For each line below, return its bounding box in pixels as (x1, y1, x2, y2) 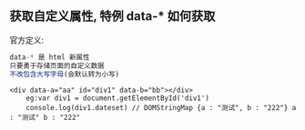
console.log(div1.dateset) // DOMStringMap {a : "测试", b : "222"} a (25, 104, 297, 113)
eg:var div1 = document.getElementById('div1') (25, 94, 209, 103)
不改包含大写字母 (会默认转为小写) (9, 69, 120, 79)
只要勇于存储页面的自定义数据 (9, 61, 105, 70)
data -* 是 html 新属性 (9, 53, 90, 62)
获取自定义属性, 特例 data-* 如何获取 (9, 8, 216, 25)
